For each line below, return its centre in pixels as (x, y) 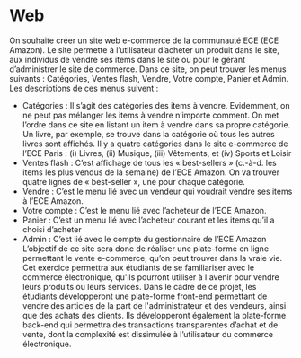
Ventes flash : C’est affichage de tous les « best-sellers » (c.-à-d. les (149, 162)
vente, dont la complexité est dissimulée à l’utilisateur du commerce (148, 334)
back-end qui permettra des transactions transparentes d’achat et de (150, 325)
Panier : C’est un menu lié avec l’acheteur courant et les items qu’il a (148, 220)
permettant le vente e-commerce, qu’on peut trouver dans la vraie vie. (152, 258)
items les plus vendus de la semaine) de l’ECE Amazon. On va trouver (151, 172)
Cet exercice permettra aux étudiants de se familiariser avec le (138, 267)
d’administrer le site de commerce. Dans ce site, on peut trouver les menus (148, 69)
